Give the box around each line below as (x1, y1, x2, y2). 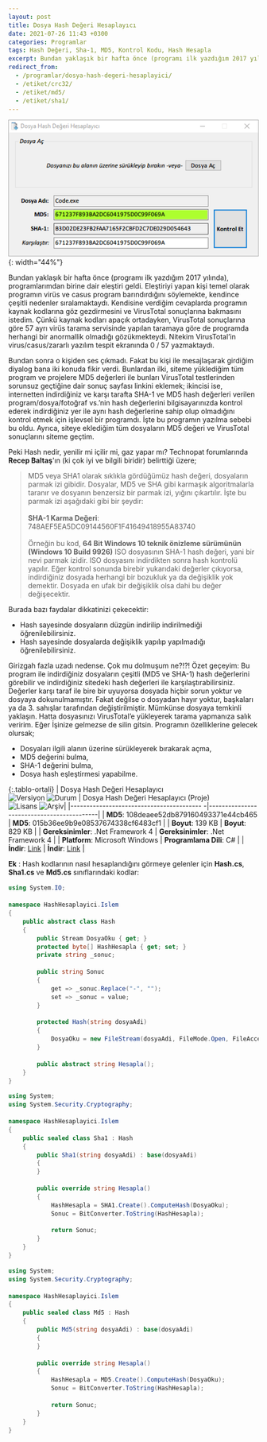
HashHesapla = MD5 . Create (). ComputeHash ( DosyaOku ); (50, 1376, 226, 1384)
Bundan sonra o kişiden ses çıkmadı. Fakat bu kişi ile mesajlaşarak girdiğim (8, 356, 254, 366)
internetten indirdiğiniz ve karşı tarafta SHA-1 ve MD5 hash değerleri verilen (8, 390, 256, 399)
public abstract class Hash (22, 917, 115, 925)
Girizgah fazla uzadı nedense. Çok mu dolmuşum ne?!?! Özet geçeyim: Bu (8, 661, 250, 671)
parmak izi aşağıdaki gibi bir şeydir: (27, 497, 144, 506)
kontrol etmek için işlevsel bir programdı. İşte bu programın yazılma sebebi (8, 415, 252, 424)
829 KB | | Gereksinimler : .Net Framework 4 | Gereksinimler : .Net (8, 827, 225, 836)
